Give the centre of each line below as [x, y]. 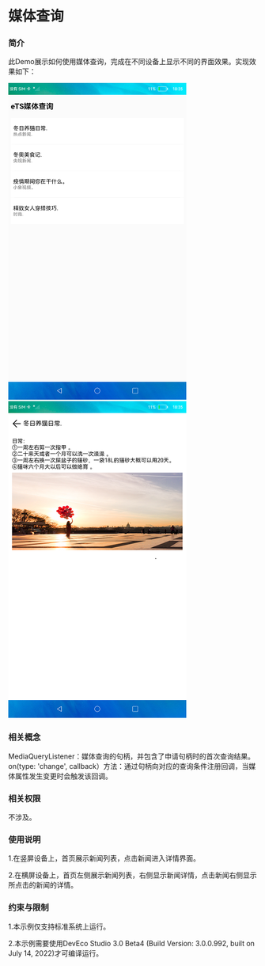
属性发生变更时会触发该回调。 [63, 776]
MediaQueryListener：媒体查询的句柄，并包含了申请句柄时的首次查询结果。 [132, 756]
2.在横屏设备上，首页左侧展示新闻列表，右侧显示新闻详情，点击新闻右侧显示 [132, 875]
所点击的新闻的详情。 [43, 885]
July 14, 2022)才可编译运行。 [56, 953]
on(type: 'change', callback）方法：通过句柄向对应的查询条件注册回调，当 [129, 766]
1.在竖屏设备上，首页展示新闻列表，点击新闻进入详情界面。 [104, 858]
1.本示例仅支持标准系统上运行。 [59, 926]
